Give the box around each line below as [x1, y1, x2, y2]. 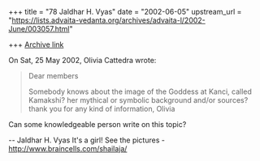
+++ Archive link [8, 40, 64, 49]
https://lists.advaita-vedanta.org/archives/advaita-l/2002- [11, 15, 206, 25]
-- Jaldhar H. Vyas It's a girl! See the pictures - [8, 135, 165, 145]
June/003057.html [8, 24, 70, 33]
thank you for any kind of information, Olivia [28, 104, 175, 113]
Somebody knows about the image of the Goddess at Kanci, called [28, 87, 252, 96]
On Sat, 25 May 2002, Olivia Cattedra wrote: [8, 56, 157, 65]
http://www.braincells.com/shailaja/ [8, 144, 128, 153]
